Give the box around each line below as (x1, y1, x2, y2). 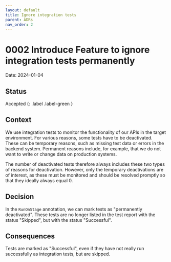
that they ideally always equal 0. (5, 177, 73, 183)
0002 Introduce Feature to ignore (5, 44, 150, 56)
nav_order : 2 (5, 22, 33, 27)
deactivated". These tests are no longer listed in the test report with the (5, 212, 156, 218)
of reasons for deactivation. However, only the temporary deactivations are (5, 166, 164, 172)
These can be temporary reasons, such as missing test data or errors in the (5, 140, 164, 146)
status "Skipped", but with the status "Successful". (5, 217, 112, 223)
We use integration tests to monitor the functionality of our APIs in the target (5, 129, 166, 135)
